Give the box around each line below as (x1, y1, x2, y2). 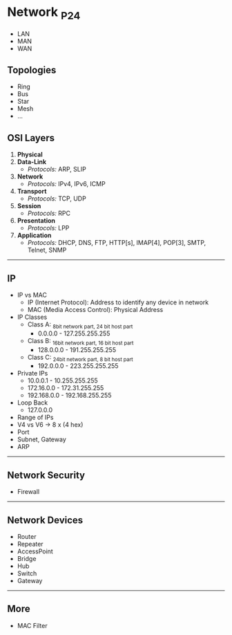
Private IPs (17, 369, 48, 378)
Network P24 (7, 4, 81, 22)
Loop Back (17, 398, 48, 407)
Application (17, 231, 52, 239)
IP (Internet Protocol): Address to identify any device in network (27, 298, 209, 306)
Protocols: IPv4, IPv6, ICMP (27, 180, 106, 188)
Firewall (17, 488, 40, 496)
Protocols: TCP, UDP (27, 194, 86, 203)
